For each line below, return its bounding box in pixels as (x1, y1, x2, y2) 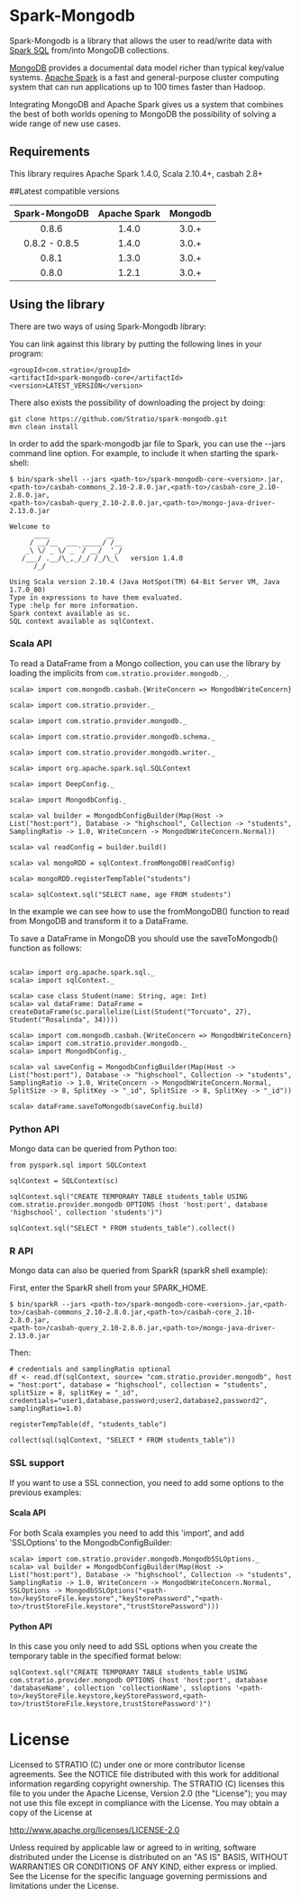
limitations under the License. (9, 1881, 119, 1892)
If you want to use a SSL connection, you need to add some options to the (9, 1477, 284, 1488)
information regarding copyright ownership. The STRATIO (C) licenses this (9, 1778, 286, 1790)
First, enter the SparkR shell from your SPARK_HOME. (9, 1282, 209, 1294)
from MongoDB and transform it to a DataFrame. (9, 915, 189, 926)
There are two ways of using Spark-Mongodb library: (9, 321, 207, 332)
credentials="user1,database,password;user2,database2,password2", (9, 1397, 269, 1406)
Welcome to (9, 522, 50, 531)
